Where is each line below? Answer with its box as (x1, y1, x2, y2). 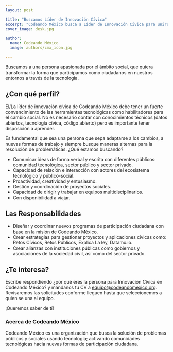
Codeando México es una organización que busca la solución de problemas (5, 330, 166, 336)
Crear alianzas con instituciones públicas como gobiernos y (12, 245, 140, 251)
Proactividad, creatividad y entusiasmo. (12, 178, 97, 184)
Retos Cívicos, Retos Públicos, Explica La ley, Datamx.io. (12, 239, 133, 245)
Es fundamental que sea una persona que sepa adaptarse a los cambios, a (5, 135, 164, 142)
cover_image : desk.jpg (5, 26, 54, 31)
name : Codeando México (10, 41, 59, 46)
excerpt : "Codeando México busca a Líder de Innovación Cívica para (5, 22, 155, 27)
